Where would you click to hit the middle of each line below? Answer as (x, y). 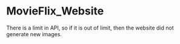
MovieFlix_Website (55, 11)
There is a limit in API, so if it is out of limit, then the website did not (90, 28)
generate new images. (34, 34)
